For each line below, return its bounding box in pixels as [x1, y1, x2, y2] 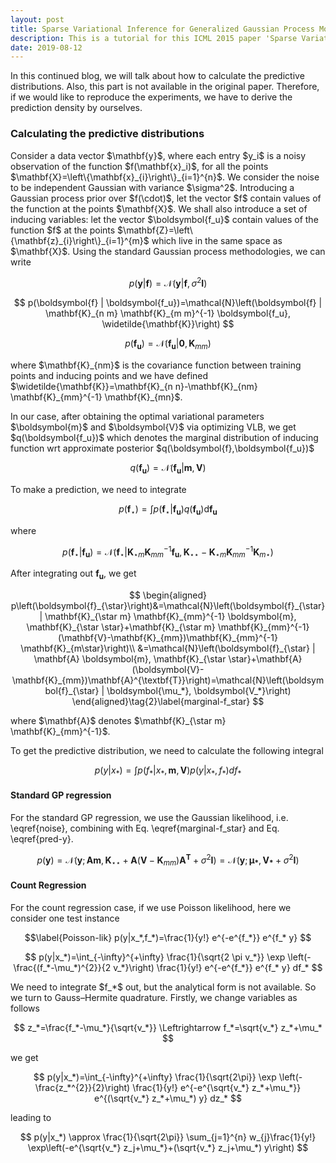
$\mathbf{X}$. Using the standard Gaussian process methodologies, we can [10, 245, 326, 257]
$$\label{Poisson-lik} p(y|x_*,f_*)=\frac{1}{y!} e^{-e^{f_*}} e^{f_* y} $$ [24, 931, 312, 943]
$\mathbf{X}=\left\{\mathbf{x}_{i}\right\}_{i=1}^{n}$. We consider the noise [10, 171, 320, 183]
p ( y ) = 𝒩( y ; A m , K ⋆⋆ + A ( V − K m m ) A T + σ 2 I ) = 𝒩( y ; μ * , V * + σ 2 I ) [36, 852, 300, 868]
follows [10, 1002, 40, 1014]
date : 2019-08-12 [10, 42, 83, 53]
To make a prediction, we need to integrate [10, 483, 187, 495]
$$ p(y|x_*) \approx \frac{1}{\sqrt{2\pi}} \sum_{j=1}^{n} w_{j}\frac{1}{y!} [19, 1131, 317, 1143]
